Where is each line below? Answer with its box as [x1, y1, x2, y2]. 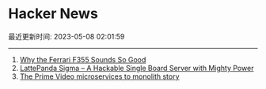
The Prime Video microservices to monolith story [19, 72, 180, 81]
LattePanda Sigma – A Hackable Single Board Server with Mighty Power [19, 63, 254, 72]
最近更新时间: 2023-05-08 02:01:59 [8, 32, 125, 41]
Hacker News [8, 5, 99, 23]
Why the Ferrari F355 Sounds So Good [19, 54, 146, 64]
